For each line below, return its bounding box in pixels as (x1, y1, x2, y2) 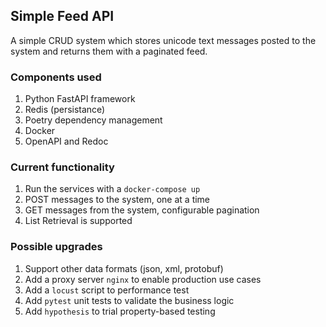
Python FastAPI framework (24, 93, 136, 105)
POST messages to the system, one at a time (24, 194, 211, 206)
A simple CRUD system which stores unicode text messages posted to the (10, 34, 317, 46)
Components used (10, 70, 102, 84)
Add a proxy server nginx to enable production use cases (24, 273, 262, 285)
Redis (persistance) (24, 104, 106, 116)
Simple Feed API (10, 8, 115, 25)
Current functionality (10, 160, 115, 174)
